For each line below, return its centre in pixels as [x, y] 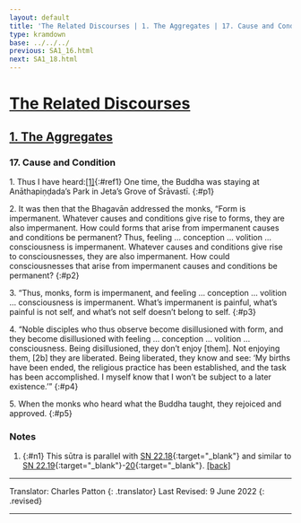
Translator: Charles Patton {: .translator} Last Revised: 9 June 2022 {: [137, 492]
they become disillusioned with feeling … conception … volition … [130, 338]
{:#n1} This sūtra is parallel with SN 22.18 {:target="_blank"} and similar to [157, 456]
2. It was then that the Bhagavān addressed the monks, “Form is [128, 208]
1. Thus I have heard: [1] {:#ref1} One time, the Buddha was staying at [134, 181]
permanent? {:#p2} [44, 275]
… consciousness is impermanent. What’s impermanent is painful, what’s [143, 302]
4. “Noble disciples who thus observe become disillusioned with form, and [146, 329]
